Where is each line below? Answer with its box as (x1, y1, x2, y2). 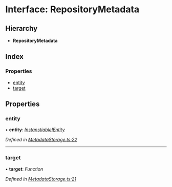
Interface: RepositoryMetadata (5, 4, 140, 15)
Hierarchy (5, 24, 38, 33)
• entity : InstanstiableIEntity (5, 127, 65, 133)
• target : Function (5, 165, 44, 172)
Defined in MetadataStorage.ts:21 (5, 176, 77, 182)
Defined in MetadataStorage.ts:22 (5, 137, 78, 143)
